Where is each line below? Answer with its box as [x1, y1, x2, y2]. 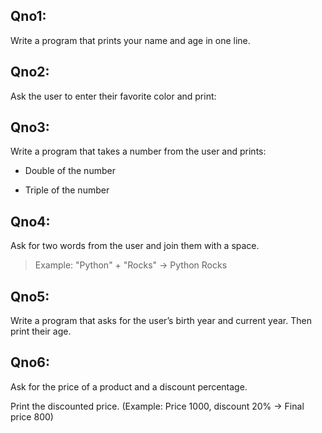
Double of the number [24, 165, 116, 177]
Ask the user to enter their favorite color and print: [10, 90, 217, 102]
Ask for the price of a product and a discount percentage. [10, 380, 248, 393]
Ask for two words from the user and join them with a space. [10, 240, 260, 252]
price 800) [10, 410, 54, 423]
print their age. [10, 325, 72, 338]
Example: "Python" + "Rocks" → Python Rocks [34, 259, 228, 271]
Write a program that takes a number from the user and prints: [10, 145, 267, 158]
